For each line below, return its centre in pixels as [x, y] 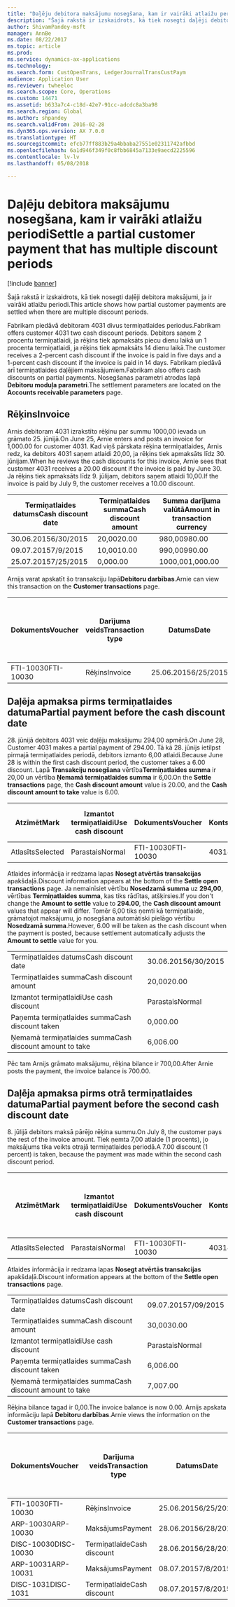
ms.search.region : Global [45, 111]
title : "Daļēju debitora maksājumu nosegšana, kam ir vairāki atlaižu [112, 14]
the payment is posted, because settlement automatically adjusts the [106, 933]
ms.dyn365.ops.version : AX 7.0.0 [56, 131]
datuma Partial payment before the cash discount [116, 712]
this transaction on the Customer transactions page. [84, 586]
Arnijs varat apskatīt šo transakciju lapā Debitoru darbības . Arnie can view [113, 579]
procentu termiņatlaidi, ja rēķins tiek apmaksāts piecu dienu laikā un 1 [107, 340]
